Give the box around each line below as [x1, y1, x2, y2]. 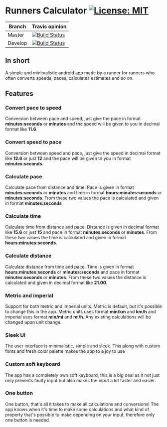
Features [5, 90, 33, 98]
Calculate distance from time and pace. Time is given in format [5, 264, 134, 270]
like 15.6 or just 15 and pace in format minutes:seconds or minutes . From [5, 229, 157, 235]
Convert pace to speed [5, 105, 62, 112]
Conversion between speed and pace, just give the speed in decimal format [5, 150, 161, 156]
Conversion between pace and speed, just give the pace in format [5, 116, 141, 122]
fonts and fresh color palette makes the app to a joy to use [5, 348, 125, 354]
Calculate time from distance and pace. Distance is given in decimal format [5, 224, 160, 230]
